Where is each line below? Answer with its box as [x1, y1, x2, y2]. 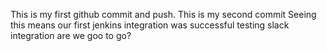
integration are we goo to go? [10, 30, 132, 41]
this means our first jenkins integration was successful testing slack [10, 19, 290, 31]
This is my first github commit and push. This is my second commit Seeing [10, 9, 317, 20]
